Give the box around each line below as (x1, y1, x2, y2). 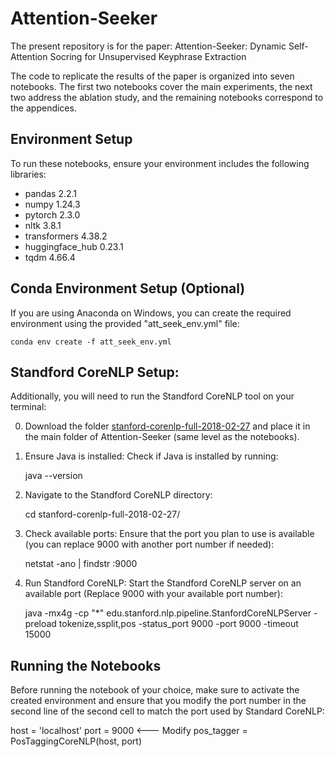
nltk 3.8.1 (24, 219, 62, 231)
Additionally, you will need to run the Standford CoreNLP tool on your (10, 390, 295, 402)
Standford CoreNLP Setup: (10, 363, 180, 381)
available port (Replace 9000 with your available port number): (24, 588, 283, 600)
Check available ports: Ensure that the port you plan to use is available (24, 528, 315, 540)
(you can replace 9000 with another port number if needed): (24, 538, 275, 551)
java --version (24, 470, 83, 482)
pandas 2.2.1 (24, 187, 78, 199)
